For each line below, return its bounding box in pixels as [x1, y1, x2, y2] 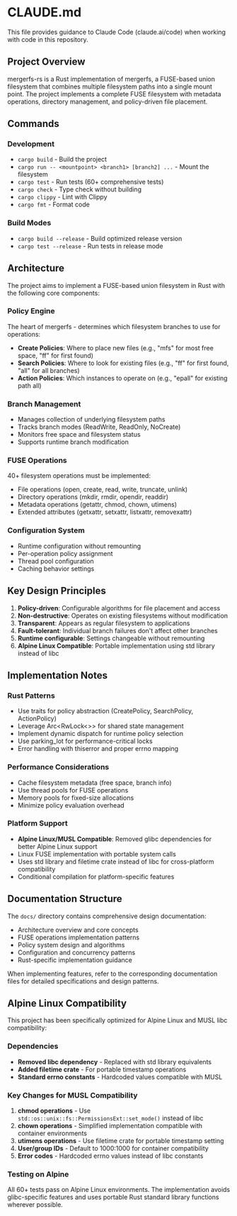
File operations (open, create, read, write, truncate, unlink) [17, 485, 188, 493]
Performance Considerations [7, 762, 110, 772]
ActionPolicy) [17, 714, 57, 723]
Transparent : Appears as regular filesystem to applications [17, 618, 190, 627]
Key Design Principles [7, 585, 106, 597]
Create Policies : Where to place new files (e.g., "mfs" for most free [17, 343, 214, 352]
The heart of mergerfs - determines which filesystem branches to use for [7, 322, 221, 330]
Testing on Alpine [7, 1169, 69, 1179]
